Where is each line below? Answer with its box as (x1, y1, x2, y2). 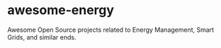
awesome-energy (7, 2, 115, 18)
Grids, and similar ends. (7, 32, 76, 41)
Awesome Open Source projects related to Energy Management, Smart (7, 25, 215, 34)
